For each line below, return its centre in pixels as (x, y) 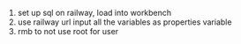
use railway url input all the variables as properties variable (124, 22)
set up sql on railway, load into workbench (94, 13)
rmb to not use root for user (68, 31)
